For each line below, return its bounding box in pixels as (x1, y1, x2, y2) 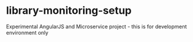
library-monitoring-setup (6, 4, 132, 17)
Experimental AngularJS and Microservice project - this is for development (6, 23, 187, 30)
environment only (6, 29, 49, 36)
